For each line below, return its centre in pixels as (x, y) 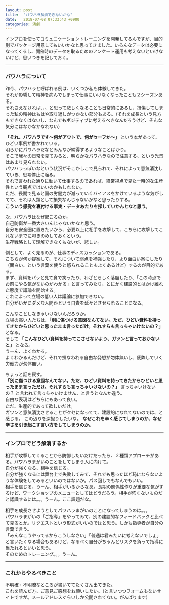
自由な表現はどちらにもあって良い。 (43, 399)
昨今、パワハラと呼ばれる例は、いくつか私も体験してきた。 (67, 88)
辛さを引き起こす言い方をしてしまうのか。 (49, 425)
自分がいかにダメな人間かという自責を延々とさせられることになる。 (76, 302)
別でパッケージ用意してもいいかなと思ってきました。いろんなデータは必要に (84, 45)
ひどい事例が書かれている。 (34, 143)
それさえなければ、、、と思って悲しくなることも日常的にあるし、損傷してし (82, 107)
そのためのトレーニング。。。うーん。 (43, 554)
